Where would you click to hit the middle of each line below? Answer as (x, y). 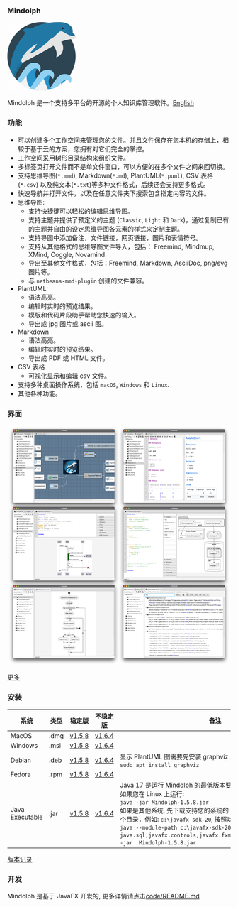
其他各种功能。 (39, 393)
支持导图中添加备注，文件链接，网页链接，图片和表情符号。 (115, 237)
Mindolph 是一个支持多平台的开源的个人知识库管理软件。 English (101, 103)
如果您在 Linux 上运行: (152, 794)
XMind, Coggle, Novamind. (68, 254)
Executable (27, 817)
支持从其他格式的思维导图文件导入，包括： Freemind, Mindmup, (121, 246)
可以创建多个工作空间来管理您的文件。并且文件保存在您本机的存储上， (120, 140)
